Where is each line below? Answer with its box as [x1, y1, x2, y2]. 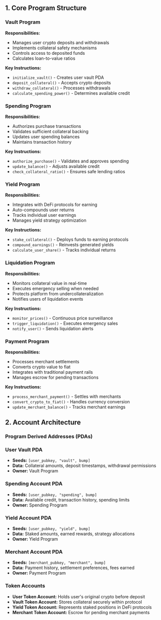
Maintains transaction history [12, 139, 72, 145]
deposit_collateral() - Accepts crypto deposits [12, 79, 111, 85]
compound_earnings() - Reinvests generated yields [12, 242, 114, 248]
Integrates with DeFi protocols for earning [12, 202, 98, 208]
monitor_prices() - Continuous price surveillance [12, 315, 113, 321]
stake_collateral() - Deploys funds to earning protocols [12, 236, 129, 242]
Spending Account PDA [5, 480, 63, 487]
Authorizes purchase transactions [12, 123, 81, 129]
